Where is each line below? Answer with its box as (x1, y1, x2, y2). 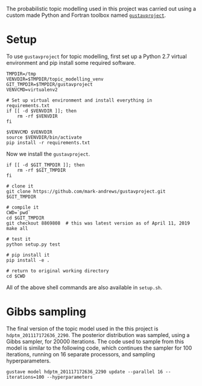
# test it (6, 236, 31, 242)
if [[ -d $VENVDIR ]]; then (6, 108, 77, 114)
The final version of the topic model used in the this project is (6, 325, 159, 332)
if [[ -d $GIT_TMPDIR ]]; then (6, 162, 85, 168)
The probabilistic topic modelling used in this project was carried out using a (6, 5, 197, 12)
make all (6, 225, 28, 232)
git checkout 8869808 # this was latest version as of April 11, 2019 (6, 220, 190, 226)
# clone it (6, 183, 34, 189)
